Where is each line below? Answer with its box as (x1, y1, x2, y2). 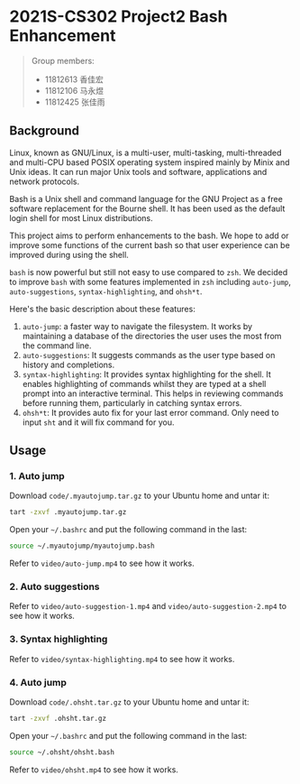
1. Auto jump (9, 470, 65, 483)
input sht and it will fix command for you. (22, 417, 175, 428)
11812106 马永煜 (44, 85, 105, 96)
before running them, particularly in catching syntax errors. (22, 397, 242, 408)
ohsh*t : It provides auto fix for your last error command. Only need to (22, 407, 279, 418)
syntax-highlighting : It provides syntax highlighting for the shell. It (22, 368, 272, 380)
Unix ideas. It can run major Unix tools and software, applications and (9, 166, 268, 177)
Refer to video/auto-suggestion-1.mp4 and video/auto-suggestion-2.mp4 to (9, 601, 286, 612)
